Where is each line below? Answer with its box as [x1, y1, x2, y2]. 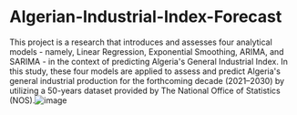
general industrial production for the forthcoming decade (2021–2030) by [9, 75, 285, 86]
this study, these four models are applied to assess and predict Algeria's [9, 66, 281, 77]
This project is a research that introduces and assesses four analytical [9, 37, 273, 47]
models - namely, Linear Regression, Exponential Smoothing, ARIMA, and [9, 46, 284, 57]
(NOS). [9, 94, 36, 106]
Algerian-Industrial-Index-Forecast [9, 6, 282, 27]
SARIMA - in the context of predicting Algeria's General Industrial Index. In [9, 56, 289, 67]
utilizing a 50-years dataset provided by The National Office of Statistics [9, 85, 281, 96]
